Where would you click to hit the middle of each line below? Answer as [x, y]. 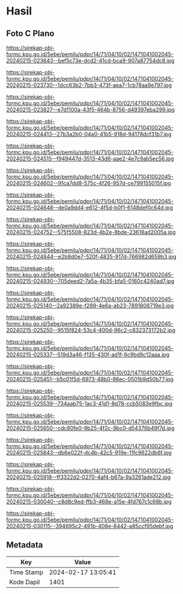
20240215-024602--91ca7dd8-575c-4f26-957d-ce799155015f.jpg [88, 183]
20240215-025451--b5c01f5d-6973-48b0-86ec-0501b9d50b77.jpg [90, 379]
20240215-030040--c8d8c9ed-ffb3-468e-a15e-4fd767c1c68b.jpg [89, 501]
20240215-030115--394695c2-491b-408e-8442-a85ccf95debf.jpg [90, 526]
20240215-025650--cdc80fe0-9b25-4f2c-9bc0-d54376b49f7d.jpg [91, 428]
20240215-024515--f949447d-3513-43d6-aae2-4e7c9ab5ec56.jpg [90, 159]
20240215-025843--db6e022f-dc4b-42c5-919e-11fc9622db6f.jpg [89, 453]
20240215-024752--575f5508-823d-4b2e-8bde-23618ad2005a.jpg [91, 232]
